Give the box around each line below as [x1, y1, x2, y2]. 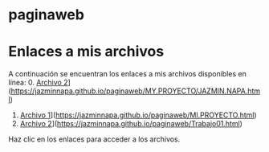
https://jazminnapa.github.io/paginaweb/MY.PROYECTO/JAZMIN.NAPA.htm [10, 86, 261, 96]
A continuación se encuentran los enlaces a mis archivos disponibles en [8, 69, 247, 79]
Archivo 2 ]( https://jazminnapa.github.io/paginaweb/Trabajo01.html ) [19, 119, 243, 129]
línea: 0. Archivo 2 [8, 78, 68, 88]
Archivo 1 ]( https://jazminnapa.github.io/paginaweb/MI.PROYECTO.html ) [19, 110, 257, 120]
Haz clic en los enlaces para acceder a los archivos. [8, 134, 181, 144]
